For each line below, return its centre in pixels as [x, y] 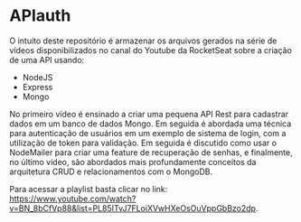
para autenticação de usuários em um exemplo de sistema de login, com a [148, 133]
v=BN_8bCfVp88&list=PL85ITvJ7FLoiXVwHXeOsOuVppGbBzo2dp [132, 208]
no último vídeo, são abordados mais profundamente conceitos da [133, 162]
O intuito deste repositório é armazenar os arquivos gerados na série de [143, 41]
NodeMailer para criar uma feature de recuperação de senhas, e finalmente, [151, 152]
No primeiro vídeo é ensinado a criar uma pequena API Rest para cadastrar [149, 114]
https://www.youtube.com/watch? [73, 199]
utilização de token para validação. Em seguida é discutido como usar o [143, 143]
